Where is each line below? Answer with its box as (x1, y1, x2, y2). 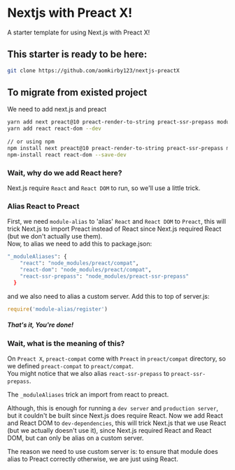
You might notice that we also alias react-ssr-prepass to (7, 369, 170, 377)
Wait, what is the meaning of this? (7, 338, 125, 348)
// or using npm (7, 138, 55, 145)
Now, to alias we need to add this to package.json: (7, 240, 152, 248)
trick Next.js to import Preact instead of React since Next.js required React (7, 224, 222, 233)
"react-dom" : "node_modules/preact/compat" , (20, 267, 152, 274)
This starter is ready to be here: (7, 48, 148, 60)
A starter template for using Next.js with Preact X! (7, 28, 150, 36)
